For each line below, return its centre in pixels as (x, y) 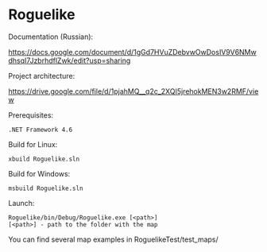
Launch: (21, 203)
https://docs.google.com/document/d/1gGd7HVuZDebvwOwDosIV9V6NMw (132, 52)
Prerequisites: (31, 115)
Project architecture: (42, 76)
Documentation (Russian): (51, 37)
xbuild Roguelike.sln (44, 159)
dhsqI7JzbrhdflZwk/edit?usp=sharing (70, 60)
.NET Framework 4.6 (41, 130)
